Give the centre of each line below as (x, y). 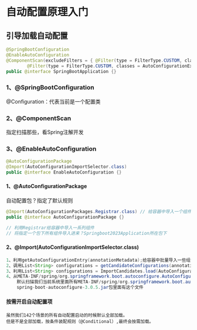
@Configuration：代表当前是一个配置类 (53, 101)
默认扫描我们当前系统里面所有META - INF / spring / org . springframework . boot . (101, 282)
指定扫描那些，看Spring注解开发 (45, 132)
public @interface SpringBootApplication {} (61, 71)
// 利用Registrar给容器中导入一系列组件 (50, 228)
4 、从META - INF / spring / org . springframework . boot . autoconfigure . (84, 276)
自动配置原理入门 (47, 12)
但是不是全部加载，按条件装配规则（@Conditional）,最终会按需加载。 (80, 322)
